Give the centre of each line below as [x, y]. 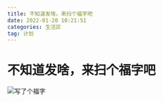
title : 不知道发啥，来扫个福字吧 [50, 14]
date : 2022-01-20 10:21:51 [47, 20]
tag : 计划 [20, 33]
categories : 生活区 [34, 27]
